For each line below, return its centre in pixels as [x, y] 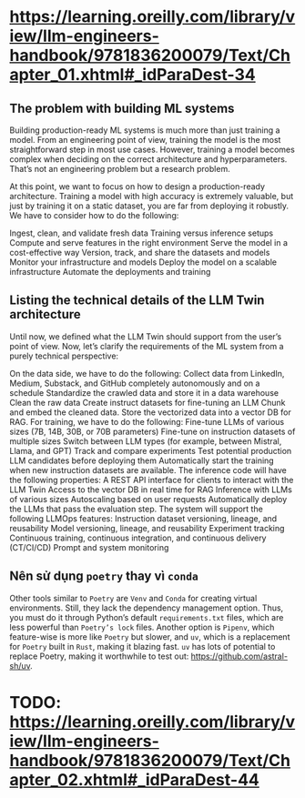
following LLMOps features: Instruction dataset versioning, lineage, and [143, 518]
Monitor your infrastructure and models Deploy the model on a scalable [143, 262]
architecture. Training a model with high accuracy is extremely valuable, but [152, 196]
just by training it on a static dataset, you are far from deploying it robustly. [149, 206]
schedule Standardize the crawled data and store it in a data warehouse [144, 392]
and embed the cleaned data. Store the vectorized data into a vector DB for [150, 412]
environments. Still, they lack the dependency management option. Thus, [147, 608]
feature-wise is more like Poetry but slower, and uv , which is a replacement [150, 636]
